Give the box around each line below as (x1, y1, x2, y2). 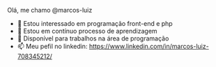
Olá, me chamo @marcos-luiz (7, 6, 93, 14)
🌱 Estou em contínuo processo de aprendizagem (17, 27, 158, 35)
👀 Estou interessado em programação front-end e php (17, 20, 173, 27)
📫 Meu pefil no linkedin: (17, 42, 88, 50)
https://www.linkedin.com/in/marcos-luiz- (88, 42, 209, 50)
